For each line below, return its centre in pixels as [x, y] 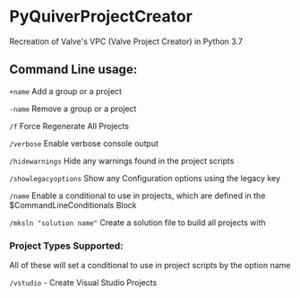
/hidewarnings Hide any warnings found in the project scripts [122, 161]
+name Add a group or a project [66, 91]
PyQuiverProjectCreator [101, 17]
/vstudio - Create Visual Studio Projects [83, 283]
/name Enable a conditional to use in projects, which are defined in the [137, 196]
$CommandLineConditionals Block [73, 205]
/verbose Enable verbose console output [84, 143]
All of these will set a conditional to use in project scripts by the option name [150, 266]
